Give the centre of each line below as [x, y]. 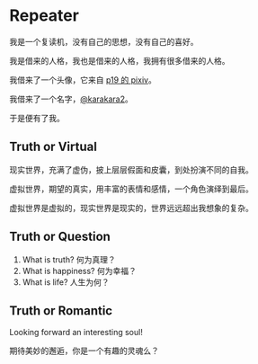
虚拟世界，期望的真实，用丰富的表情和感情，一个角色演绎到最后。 [131, 189]
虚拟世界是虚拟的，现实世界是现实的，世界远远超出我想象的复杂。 [131, 208]
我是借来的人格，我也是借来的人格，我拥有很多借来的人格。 [120, 60]
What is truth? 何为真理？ [69, 259]
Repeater [44, 16]
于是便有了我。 [37, 118]
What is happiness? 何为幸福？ [79, 271]
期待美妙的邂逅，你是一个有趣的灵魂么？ [84, 351]
